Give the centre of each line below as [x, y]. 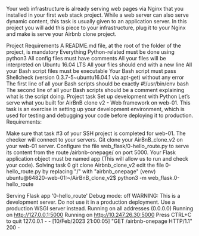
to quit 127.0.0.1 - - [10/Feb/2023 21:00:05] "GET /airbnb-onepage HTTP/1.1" [99, 221]
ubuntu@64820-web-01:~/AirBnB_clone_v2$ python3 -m [77, 178]
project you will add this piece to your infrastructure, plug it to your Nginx [96, 27]
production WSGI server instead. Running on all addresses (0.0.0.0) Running [100, 208]
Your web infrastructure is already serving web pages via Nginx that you [95, 9]
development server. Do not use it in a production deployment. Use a [91, 202]
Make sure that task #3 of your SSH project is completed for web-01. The [96, 133]
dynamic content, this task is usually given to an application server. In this [97, 21]
